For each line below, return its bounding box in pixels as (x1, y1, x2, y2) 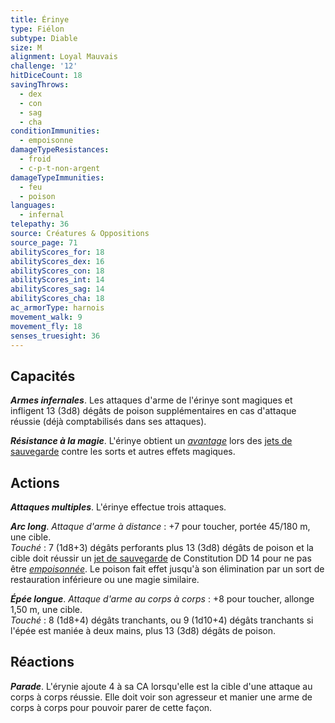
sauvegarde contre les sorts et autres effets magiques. (10, 446, 236, 458)
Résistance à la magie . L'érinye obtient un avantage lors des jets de (10, 435, 293, 447)
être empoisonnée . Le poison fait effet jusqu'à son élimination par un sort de (10, 563, 325, 575)
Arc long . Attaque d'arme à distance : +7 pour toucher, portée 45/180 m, (10, 521, 311, 532)
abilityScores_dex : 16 (10, 256, 105, 266)
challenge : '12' (10, 61, 78, 71)
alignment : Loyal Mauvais (10, 52, 118, 62)
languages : (10, 201, 56, 211)
